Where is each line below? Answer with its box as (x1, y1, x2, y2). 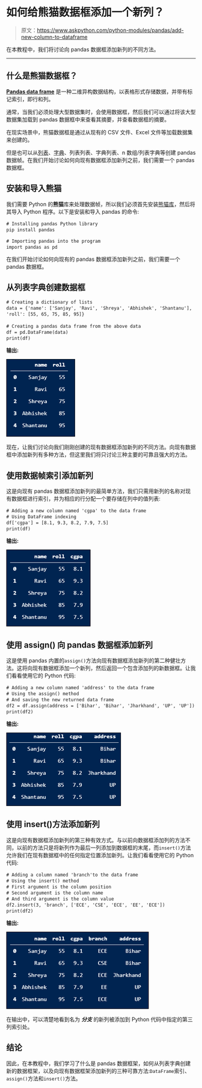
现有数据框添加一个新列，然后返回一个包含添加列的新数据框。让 (32, 664, 191, 672)
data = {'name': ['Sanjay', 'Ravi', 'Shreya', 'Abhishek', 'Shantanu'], (6, 305, 192, 311)
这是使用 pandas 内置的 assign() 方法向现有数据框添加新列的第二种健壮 (6, 657, 181, 664)
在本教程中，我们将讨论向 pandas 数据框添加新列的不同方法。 (6, 46, 159, 53)
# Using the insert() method (6, 878, 79, 884)
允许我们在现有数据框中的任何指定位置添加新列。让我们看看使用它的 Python (6, 851, 194, 858)
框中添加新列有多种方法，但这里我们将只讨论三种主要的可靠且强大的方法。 (6, 451, 191, 458)
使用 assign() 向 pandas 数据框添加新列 (6, 640, 153, 650)
